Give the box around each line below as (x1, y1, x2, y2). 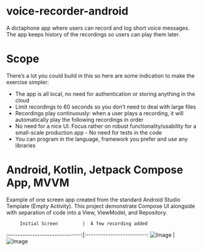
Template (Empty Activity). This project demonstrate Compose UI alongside (6, 202, 195, 210)
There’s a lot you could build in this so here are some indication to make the (6, 72, 195, 79)
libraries (15, 141, 36, 149)
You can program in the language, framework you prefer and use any (15, 135, 188, 142)
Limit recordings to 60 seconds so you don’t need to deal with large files (15, 103, 196, 110)
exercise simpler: (6, 78, 49, 85)
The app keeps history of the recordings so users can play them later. (6, 30, 180, 38)
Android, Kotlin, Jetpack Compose (6, 163, 183, 177)
